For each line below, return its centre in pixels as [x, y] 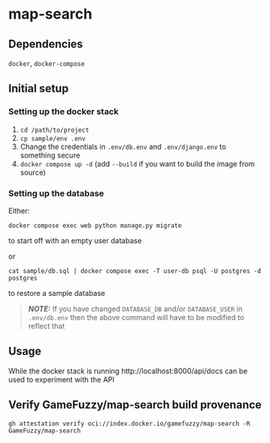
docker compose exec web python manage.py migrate [95, 226]
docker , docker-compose [47, 63]
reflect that [46, 326]
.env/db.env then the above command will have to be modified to [136, 317]
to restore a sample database [57, 293]
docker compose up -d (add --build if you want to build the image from [137, 163]
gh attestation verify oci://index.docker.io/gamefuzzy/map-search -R [129, 424]
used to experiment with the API [62, 379]
